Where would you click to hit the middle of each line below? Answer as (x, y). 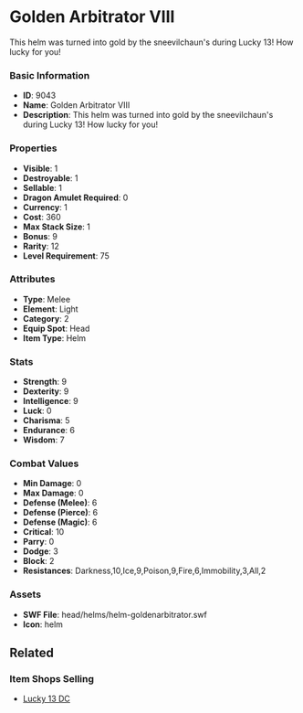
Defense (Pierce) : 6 (60, 513)
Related (32, 653)
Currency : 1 (45, 207)
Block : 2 (38, 561)
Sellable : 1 (42, 187)
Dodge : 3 (41, 551)
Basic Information (50, 75)
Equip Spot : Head (56, 328)
